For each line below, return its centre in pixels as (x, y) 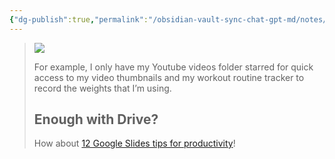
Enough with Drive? (96, 119)
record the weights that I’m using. (102, 88)
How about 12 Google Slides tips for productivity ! (134, 143)
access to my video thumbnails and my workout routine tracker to (169, 77)
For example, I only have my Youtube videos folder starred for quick (173, 67)
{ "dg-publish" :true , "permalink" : (79, 19)
